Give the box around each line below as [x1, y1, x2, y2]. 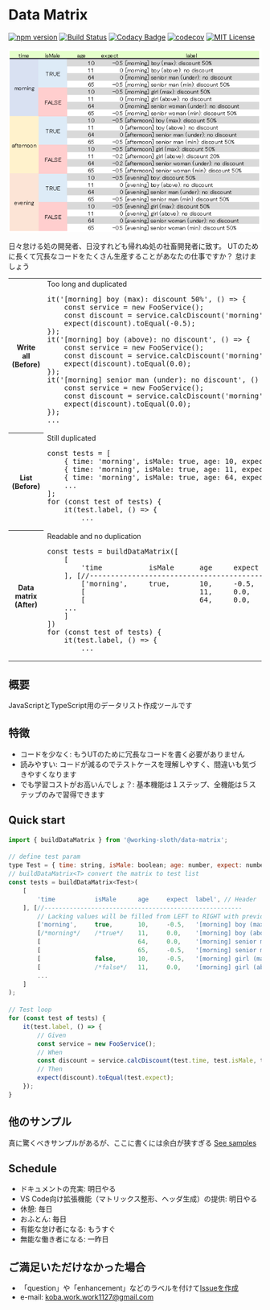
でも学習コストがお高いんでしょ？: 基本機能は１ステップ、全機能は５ [19, 779, 249, 789]
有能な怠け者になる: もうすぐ [19, 1225, 117, 1234]
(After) [14, 599, 38, 609]
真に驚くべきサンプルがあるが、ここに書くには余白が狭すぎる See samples [8, 1138, 257, 1147]
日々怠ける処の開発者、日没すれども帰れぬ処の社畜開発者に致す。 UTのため [8, 242, 259, 251]
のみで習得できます [41, 790, 105, 799]
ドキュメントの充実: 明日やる [19, 1184, 117, 1194]
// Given [37, 1031, 67, 1039]
